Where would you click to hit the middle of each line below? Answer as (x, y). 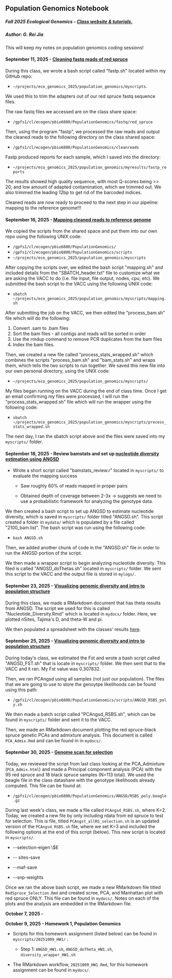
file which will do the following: (38, 318)
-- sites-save (26, 857)
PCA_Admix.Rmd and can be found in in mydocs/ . (54, 740)
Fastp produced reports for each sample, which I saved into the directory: (83, 157)
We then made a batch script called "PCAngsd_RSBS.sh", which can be (81, 714)
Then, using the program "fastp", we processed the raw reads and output (83, 131)
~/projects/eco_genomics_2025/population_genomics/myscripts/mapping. (90, 299)
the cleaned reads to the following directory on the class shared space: (80, 137)
